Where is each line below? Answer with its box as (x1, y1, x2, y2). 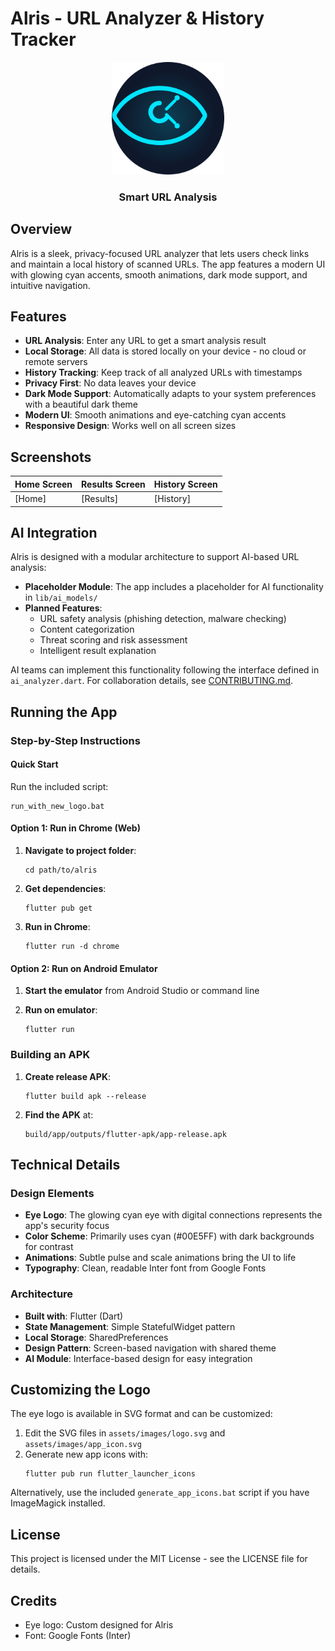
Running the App (10, 703, 118, 721)
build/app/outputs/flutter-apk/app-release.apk (24, 1129, 227, 1139)
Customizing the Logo (10, 1381, 151, 1398)
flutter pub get (24, 903, 93, 914)
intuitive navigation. (10, 279, 91, 291)
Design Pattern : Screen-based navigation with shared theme (24, 1342, 277, 1354)
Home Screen (14, 478, 73, 490)
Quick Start (10, 758, 59, 771)
